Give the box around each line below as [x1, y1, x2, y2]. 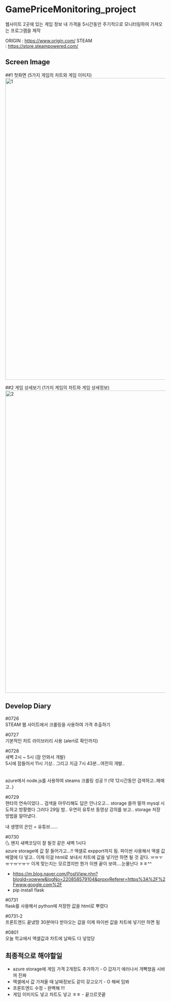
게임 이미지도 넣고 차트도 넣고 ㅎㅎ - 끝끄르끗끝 [12, 991, 106, 997]
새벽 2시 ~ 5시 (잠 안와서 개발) [5, 754, 66, 760]
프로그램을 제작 [10, 27, 41, 34]
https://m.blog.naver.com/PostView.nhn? [12, 871, 98, 877]
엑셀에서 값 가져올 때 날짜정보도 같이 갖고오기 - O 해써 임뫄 [12, 979, 130, 985]
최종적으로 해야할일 [5, 951, 63, 960]
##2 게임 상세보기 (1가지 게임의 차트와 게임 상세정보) [5, 384, 110, 391]
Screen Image [5, 58, 50, 67]
